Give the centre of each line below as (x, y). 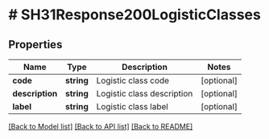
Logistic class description (145, 94)
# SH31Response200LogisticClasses (135, 15)
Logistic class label (132, 106)
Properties (35, 45)
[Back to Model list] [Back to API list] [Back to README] (101, 127)
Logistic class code (133, 80)
